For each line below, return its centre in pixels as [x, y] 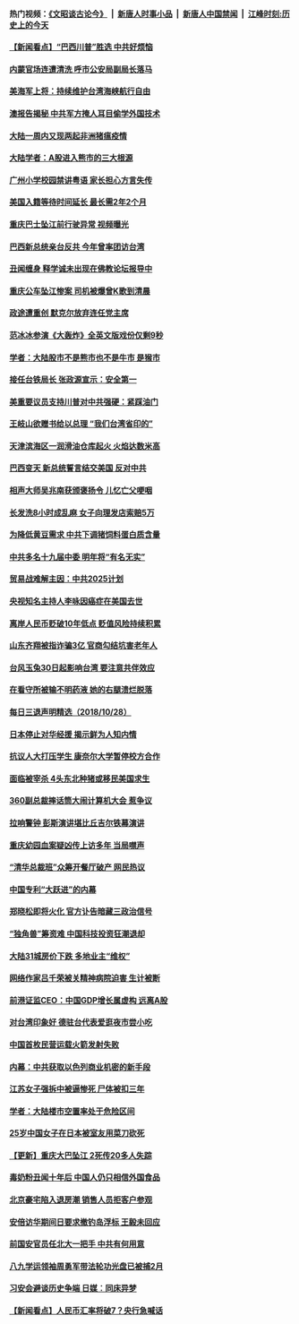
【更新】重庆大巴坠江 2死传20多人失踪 [81, 1155]
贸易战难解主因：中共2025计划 [66, 579]
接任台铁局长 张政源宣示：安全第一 [73, 380]
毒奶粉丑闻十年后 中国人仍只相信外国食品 [85, 1177]
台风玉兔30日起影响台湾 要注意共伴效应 [82, 667]
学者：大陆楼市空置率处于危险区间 [72, 1111]
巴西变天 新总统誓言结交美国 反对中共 [78, 468]
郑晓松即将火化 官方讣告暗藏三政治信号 [81, 911]
